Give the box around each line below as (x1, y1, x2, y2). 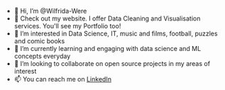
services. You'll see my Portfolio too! (13, 22, 121, 30)
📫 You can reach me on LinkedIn (13, 75, 112, 83)
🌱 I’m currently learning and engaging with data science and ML (13, 45, 202, 52)
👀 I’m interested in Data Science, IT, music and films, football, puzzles (13, 29, 218, 38)
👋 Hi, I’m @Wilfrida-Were (13, 7, 87, 15)
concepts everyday (13, 52, 71, 60)
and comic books (13, 37, 65, 45)
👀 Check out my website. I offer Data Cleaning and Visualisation (13, 14, 201, 23)
